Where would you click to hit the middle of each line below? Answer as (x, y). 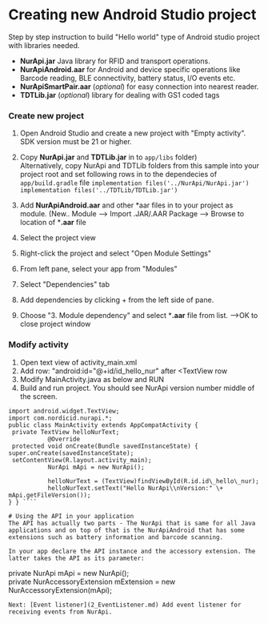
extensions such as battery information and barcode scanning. (116, 537)
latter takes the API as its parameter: (77, 558)
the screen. (38, 396)
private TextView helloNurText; (66, 432)
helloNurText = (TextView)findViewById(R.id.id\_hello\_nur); (154, 481)
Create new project (46, 115)
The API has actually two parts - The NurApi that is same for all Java (132, 523)
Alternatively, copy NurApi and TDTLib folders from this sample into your (140, 166)
